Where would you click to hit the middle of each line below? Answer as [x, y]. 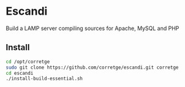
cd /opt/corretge [28, 62]
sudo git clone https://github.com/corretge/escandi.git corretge [92, 67]
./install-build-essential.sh [44, 79]
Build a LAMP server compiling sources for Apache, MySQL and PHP [92, 28]
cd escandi [20, 73]
